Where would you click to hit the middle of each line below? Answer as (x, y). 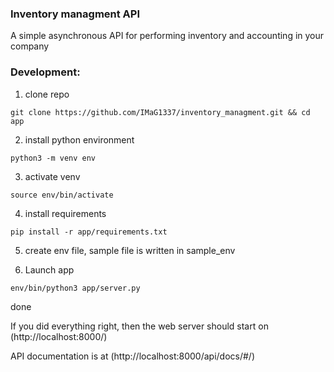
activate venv (52, 176)
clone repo (47, 94)
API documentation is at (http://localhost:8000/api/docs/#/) (132, 356)
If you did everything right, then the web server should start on (139, 326)
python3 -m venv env (53, 158)
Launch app (49, 269)
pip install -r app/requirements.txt (89, 232)
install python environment (79, 139)
